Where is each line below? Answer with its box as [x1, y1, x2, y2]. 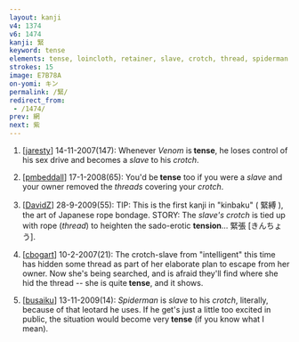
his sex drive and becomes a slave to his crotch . [21, 155, 199, 165]
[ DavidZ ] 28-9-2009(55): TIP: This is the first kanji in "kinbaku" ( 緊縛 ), [21, 199, 284, 210]
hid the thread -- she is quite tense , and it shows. [21, 278, 204, 288]
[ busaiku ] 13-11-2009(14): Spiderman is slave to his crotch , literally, [21, 295, 269, 305]
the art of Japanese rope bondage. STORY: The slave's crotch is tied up [21, 210, 287, 220]
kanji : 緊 [9, 37, 44, 47]
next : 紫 [9, 121, 40, 130]
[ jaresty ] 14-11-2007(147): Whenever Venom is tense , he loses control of [21, 145, 288, 156]
